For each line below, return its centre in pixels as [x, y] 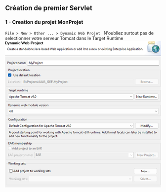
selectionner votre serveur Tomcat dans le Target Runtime [64, 38]
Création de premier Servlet [49, 8]
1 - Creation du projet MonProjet [44, 22]
